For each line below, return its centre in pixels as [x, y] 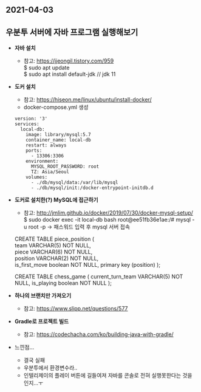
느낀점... [24, 347]
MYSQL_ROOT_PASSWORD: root [65, 167]
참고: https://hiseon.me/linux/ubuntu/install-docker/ [88, 100]
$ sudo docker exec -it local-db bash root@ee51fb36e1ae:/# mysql [107, 220]
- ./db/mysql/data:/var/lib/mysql [74, 183]
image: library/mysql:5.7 [59, 135]
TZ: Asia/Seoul [50, 172]
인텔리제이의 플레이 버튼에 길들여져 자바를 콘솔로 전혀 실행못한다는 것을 [108, 376]
